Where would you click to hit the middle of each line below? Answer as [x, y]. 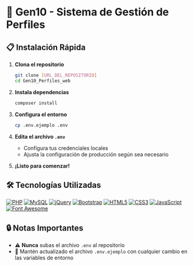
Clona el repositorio [39, 64]
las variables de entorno [44, 258]
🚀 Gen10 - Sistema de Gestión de [88, 12]
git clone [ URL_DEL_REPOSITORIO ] [56, 75]
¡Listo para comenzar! [42, 166]
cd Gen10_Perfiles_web [42, 81]
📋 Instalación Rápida [46, 47]
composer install [36, 103]
